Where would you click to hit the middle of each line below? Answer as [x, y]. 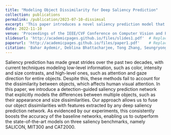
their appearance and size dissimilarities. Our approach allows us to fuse [81, 100]
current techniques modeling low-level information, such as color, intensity [84, 68]
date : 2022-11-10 [24, 29]
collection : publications [33, 15]
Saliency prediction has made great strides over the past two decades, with [84, 62]
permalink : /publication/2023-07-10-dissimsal [55, 19]
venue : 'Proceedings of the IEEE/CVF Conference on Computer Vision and [84, 33]
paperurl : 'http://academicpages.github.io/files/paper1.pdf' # [78, 43]
